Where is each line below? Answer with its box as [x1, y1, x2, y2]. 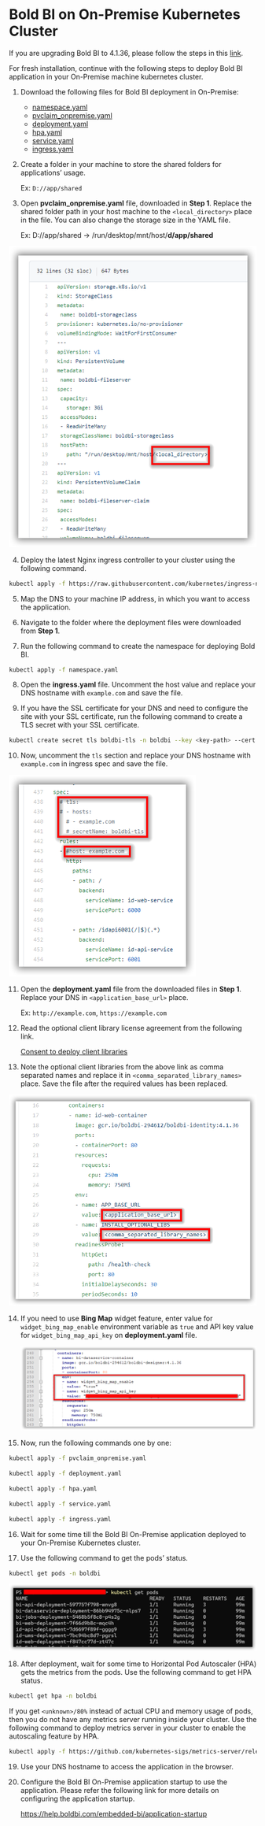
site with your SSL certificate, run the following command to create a [20, 712, 243, 721]
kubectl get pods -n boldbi [9, 1569, 101, 1577]
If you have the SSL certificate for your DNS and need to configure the [20, 703, 248, 713]
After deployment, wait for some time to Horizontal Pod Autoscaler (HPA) [20, 1659, 257, 1669]
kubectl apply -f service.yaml [9, 1500, 112, 1508]
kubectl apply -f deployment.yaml [9, 1470, 123, 1478]
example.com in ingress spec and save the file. [20, 759, 168, 769]
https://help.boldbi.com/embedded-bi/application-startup [20, 1809, 208, 1818]
